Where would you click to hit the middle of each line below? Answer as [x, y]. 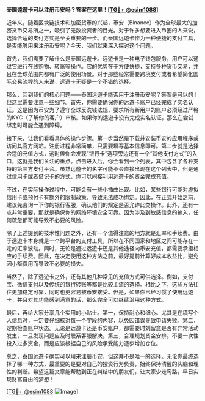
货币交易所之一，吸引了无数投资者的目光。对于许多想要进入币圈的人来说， [105, 30]
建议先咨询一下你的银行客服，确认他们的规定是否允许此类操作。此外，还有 [100, 205]
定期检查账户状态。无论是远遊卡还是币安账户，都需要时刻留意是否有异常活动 [103, 328]
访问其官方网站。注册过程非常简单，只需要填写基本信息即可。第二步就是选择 [103, 146]
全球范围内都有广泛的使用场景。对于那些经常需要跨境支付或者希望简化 [105, 74]
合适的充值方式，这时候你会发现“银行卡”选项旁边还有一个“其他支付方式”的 [99, 153]
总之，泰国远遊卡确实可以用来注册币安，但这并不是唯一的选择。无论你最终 [100, 356]
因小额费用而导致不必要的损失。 [46, 264]
